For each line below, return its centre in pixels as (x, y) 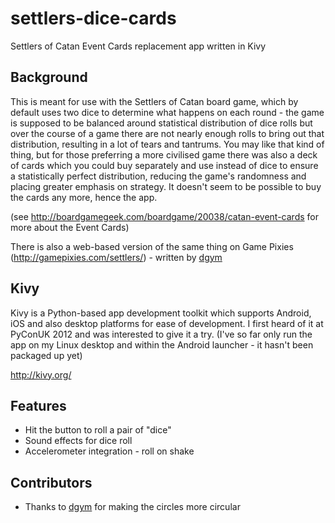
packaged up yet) (46, 355)
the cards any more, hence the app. (84, 197)
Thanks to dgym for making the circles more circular (132, 507)
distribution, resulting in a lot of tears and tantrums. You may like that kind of (167, 144)
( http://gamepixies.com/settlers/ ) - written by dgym (116, 257)
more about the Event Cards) (70, 227)
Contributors (51, 482)
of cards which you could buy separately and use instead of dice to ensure (164, 165)
